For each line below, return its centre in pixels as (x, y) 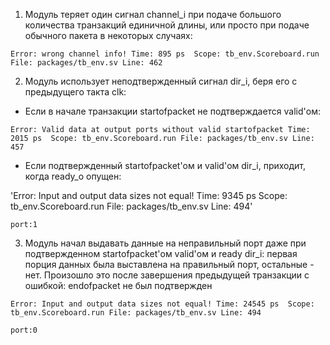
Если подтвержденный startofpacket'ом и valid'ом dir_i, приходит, (165, 165)
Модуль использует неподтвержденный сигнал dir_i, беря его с (161, 81)
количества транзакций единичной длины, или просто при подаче (167, 25)
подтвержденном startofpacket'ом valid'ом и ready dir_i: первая (161, 253)
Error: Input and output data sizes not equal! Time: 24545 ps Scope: (162, 304)
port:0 (24, 330)
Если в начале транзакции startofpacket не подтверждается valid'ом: (172, 111)
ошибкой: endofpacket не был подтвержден (118, 285)
